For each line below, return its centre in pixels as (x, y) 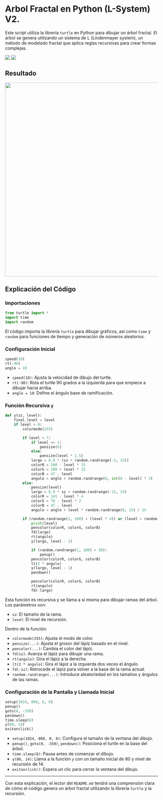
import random (19, 322)
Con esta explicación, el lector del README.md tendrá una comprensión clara (80, 783)
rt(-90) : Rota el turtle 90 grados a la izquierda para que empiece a (79, 382)
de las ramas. (25, 679)
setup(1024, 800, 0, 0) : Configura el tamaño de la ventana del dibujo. (83, 738)
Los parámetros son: (26, 604)
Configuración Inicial (30, 349)
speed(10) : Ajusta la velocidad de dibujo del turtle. (62, 377)
